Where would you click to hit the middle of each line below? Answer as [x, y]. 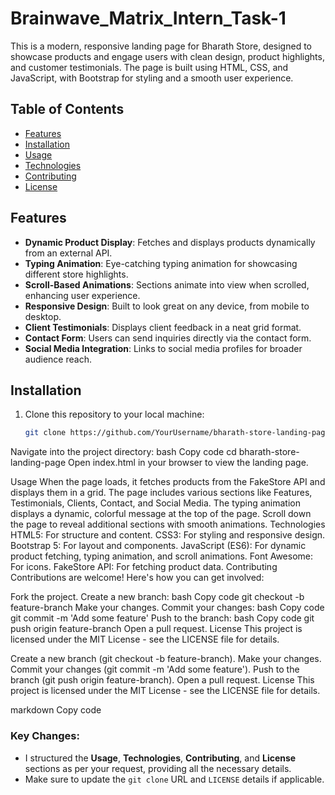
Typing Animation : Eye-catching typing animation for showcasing [161, 263]
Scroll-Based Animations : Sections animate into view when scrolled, [167, 284]
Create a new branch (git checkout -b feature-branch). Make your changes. [166, 659]
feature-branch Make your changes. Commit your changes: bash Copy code [167, 608]
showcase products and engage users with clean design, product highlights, [167, 56]
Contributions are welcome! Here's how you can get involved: [137, 578]
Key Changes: [45, 736]
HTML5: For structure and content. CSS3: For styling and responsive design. [168, 535]
